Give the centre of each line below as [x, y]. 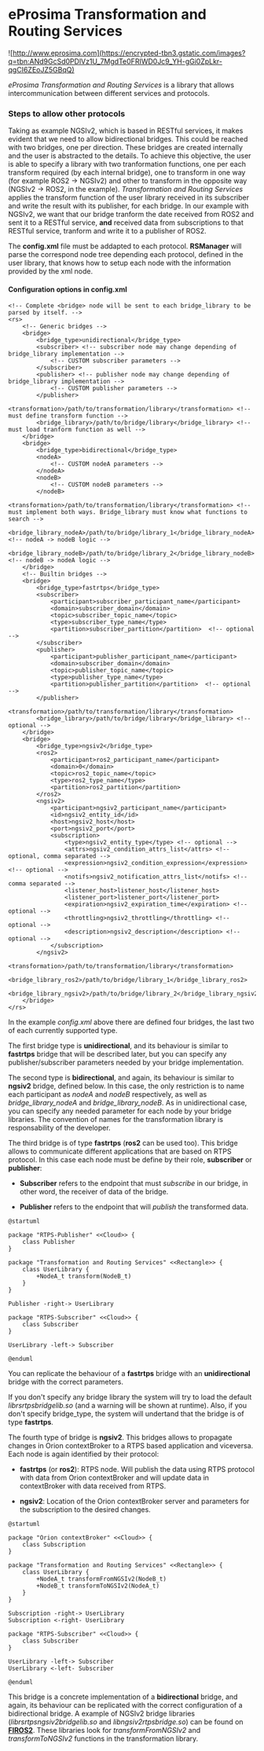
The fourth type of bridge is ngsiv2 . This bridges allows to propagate [120, 1437]
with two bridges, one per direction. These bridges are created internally [126, 148]
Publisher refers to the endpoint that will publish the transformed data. [134, 1207]
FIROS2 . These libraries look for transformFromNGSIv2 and [104, 1731]
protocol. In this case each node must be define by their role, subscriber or [130, 1160]
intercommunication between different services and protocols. [109, 93]
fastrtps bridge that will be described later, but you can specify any [117, 1054]
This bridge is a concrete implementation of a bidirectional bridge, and [123, 1697]
